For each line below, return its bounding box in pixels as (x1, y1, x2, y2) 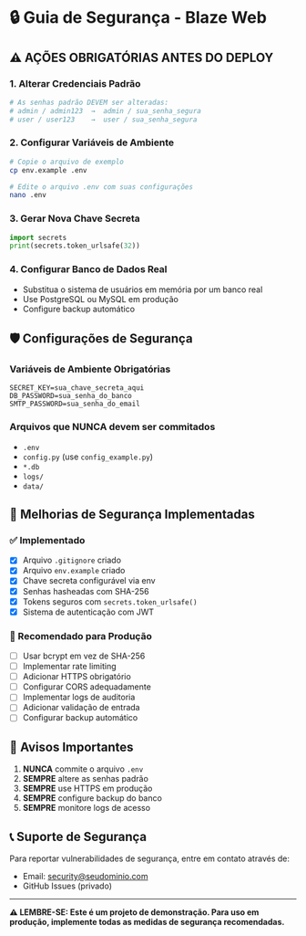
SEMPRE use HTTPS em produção (22, 783, 153, 794)
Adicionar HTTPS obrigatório (22, 671, 132, 682)
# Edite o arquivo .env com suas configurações (9, 182, 194, 192)
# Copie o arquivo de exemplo (9, 157, 125, 166)
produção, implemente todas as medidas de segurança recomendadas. (9, 917, 285, 928)
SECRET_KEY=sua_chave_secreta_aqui (9, 384, 145, 393)
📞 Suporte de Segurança (9, 828, 148, 845)
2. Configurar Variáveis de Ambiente (9, 136, 175, 149)
